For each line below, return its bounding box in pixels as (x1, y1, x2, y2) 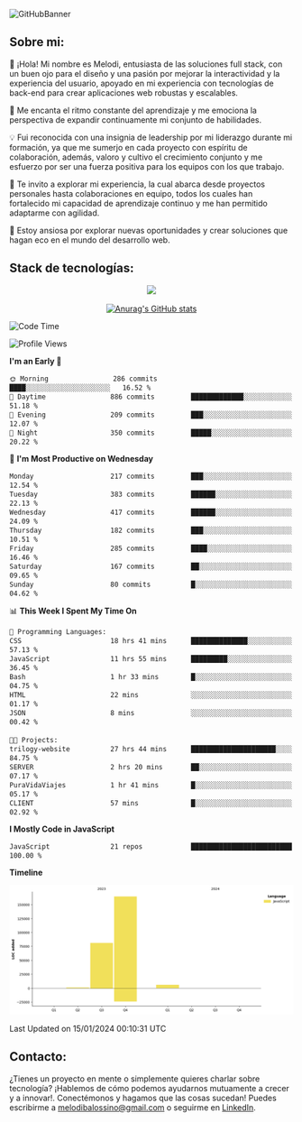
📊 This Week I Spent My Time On (9, 605, 137, 616)
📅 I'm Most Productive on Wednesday (9, 453, 153, 464)
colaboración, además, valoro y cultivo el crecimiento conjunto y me (9, 152, 263, 162)
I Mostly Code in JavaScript (9, 823, 115, 834)
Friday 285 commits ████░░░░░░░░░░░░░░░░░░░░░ (9, 544, 293, 553)
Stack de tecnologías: (9, 261, 134, 276)
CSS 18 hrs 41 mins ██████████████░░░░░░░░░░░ (9, 636, 293, 645)
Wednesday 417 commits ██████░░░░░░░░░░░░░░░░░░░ (9, 508, 293, 517)
